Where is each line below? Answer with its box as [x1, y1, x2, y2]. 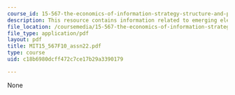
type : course [7, 50, 45, 57]
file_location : [7, 23, 52, 30]
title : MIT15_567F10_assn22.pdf [7, 43, 101, 50]
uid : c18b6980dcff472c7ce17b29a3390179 [7, 56, 124, 63]
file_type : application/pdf [7, 29, 90, 37]
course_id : [7, 10, 39, 17]
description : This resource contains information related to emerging [7, 17, 218, 24]
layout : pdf [7, 36, 42, 43]
